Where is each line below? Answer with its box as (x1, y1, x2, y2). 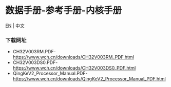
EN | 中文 (5, 23, 25, 29)
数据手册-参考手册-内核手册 (5, 5, 122, 16)
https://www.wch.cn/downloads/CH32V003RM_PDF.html (12, 54, 135, 60)
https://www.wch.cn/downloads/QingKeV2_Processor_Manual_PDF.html (12, 76, 166, 82)
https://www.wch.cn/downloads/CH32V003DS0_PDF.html (12, 65, 136, 71)
